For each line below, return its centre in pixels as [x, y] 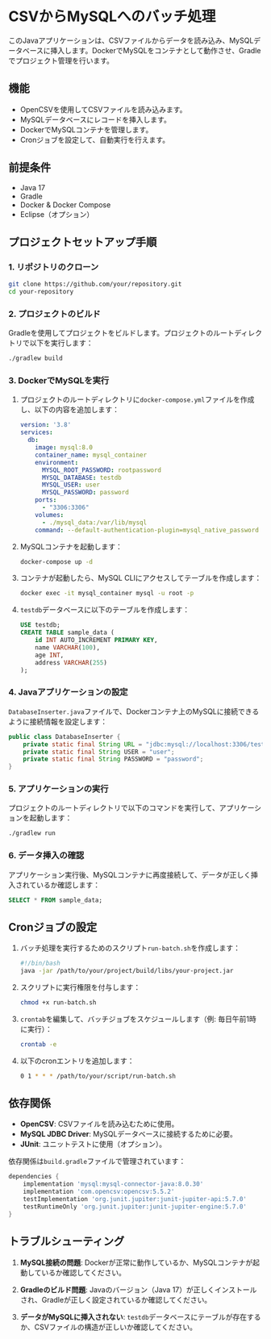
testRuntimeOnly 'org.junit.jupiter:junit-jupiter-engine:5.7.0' [135, 1207]
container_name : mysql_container [91, 455]
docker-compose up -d [56, 561]
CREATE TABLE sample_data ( [67, 633]
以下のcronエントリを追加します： [77, 1061]
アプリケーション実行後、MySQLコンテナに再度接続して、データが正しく [130, 874]
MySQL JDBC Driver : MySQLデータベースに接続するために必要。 [129, 1134]
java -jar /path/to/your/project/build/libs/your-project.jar [127, 971]
